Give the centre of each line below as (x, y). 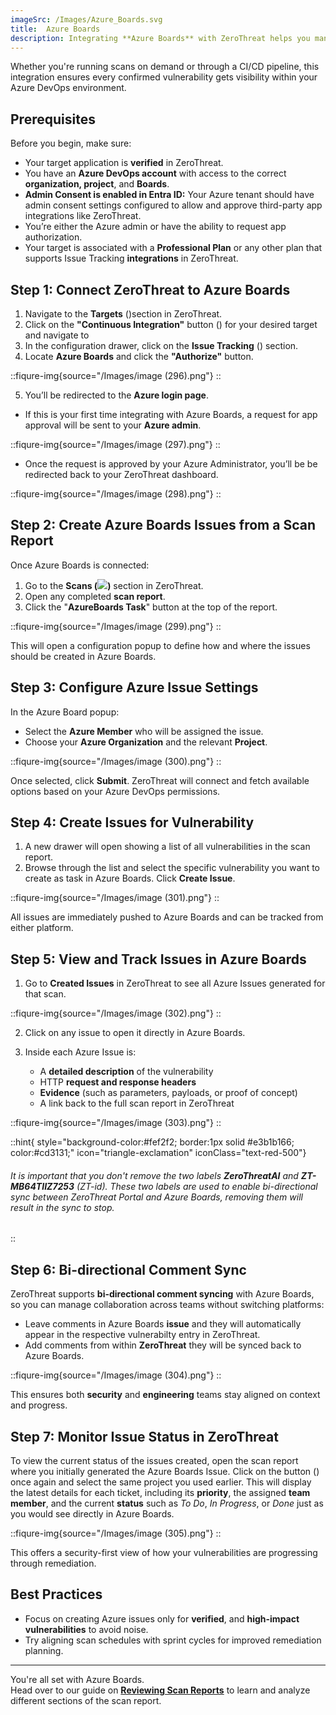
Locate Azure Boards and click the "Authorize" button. (139, 356)
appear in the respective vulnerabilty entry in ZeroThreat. (142, 1335)
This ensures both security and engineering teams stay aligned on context (165, 1395)
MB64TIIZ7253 (42, 1186)
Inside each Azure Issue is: (80, 1052)
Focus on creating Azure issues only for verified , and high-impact (162, 1618)
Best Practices (56, 1594)
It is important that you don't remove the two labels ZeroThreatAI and (154, 1175)
